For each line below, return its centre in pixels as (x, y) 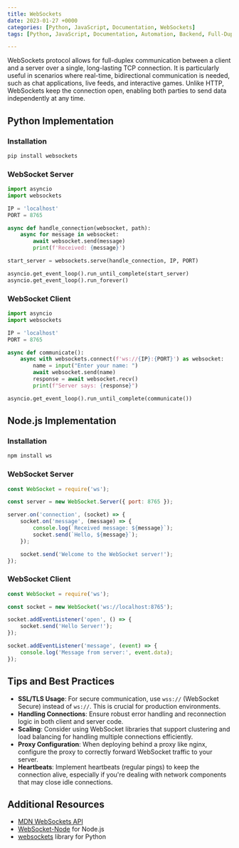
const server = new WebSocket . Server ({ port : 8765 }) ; (90, 502)
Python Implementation (60, 121)
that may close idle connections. (65, 782)
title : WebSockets (34, 14)
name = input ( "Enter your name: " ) (86, 366)
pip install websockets (43, 156)
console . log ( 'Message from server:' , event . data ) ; (97, 652)
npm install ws (30, 456)
